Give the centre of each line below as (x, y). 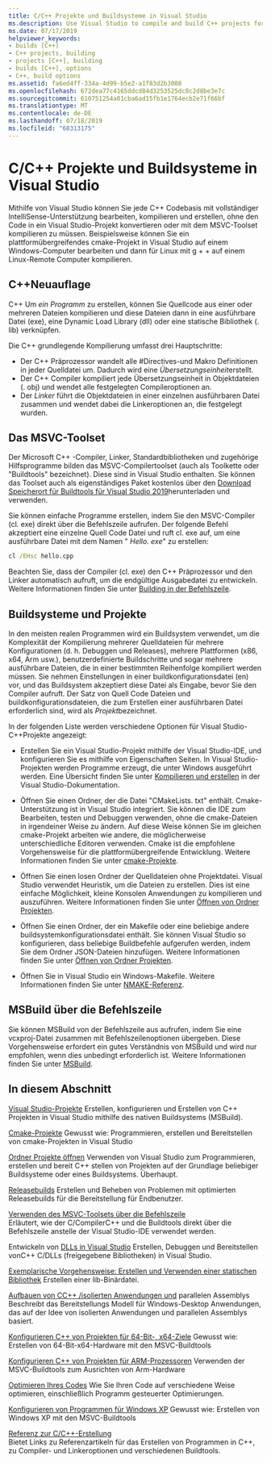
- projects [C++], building (56, 61)
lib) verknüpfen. (35, 330)
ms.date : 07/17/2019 (43, 31)
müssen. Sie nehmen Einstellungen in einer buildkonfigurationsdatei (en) (129, 676)
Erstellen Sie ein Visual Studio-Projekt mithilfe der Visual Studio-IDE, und (141, 750)
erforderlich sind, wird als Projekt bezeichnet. (83, 711)
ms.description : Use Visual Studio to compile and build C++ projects (129, 23)
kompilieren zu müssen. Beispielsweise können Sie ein (99, 233)
